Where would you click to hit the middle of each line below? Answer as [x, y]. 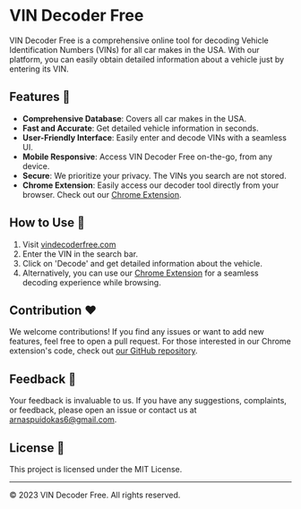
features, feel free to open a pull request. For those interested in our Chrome [150, 342]
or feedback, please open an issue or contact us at [103, 410]
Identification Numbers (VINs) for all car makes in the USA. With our [134, 49]
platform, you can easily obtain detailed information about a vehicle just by [147, 59]
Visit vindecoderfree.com [69, 244]
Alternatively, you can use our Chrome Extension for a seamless [140, 273]
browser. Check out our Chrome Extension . [102, 194]
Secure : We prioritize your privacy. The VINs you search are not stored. [154, 175]
